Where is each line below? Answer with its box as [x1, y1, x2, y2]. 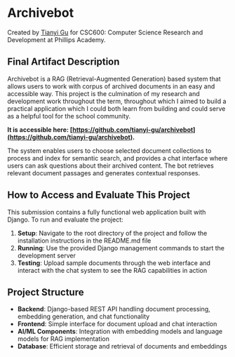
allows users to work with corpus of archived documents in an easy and [7, 82, 215, 90]
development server [17, 251, 76, 260]
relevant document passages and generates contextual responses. [7, 168, 201, 177]
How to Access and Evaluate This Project [7, 189, 191, 201]
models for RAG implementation [17, 335, 110, 343]
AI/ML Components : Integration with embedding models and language [17, 328, 223, 336]
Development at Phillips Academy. [7, 35, 107, 43]
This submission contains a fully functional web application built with [7, 208, 206, 216]
